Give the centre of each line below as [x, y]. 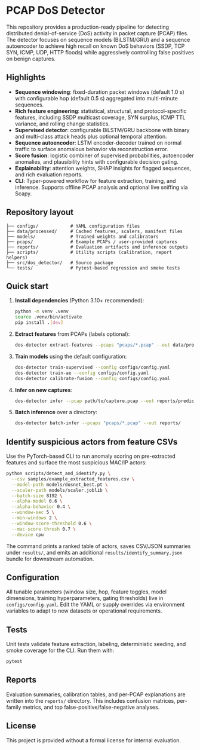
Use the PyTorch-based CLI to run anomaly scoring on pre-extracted [91, 456]
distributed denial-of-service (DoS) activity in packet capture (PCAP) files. [98, 33]
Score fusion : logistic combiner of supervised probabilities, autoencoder [104, 155]
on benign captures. [31, 59]
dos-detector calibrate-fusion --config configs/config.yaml [93, 378]
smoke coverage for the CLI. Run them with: [60, 650]
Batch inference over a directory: [56, 412]
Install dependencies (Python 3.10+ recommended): [79, 301]
